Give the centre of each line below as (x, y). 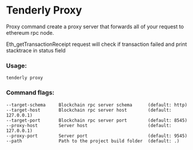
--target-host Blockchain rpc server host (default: (89, 110)
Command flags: (30, 93)
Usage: (17, 65)
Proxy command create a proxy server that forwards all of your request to (95, 26)
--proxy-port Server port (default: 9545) (97, 136)
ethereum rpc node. (30, 32)
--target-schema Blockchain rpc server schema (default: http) (97, 105)
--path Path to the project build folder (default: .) (93, 141)
